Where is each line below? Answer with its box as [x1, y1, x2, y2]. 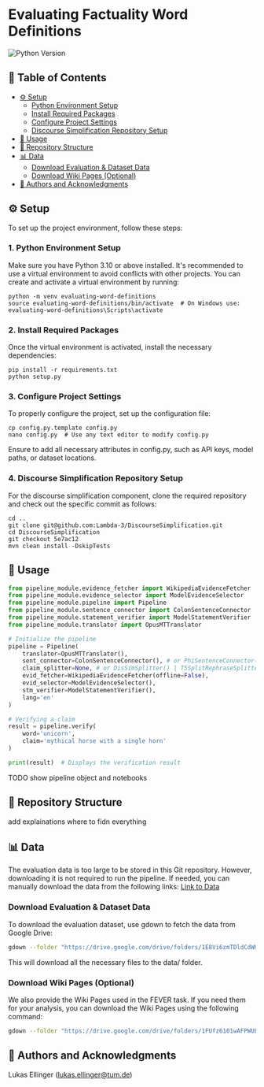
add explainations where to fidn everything [8, 817, 147, 826]
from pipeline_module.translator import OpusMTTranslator [8, 621, 202, 629]
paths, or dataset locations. [8, 453, 97, 462]
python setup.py [8, 373, 61, 381]
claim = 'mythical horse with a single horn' [22, 737, 167, 745]
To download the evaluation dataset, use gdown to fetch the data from [8, 919, 236, 929]
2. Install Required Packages [8, 325, 119, 336]
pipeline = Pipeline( [8, 642, 79, 651]
